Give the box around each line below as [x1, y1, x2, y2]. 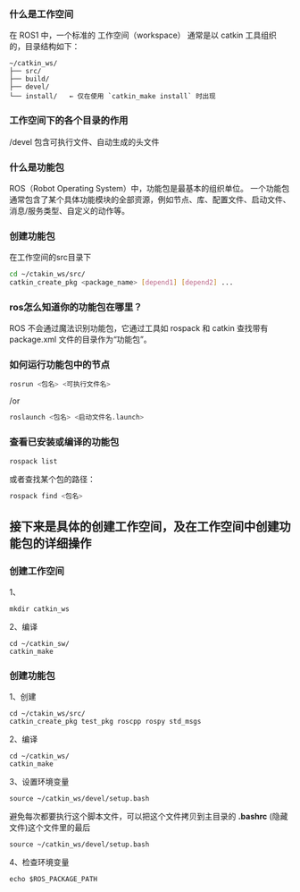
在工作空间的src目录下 [9, 252, 92, 263]
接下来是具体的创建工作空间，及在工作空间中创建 [9, 519, 279, 534]
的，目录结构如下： [9, 41, 80, 52]
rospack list [9, 456, 58, 466]
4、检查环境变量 [9, 857, 70, 868]
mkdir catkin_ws [9, 605, 70, 614]
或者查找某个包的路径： [9, 474, 96, 485]
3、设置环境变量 [9, 777, 70, 787]
